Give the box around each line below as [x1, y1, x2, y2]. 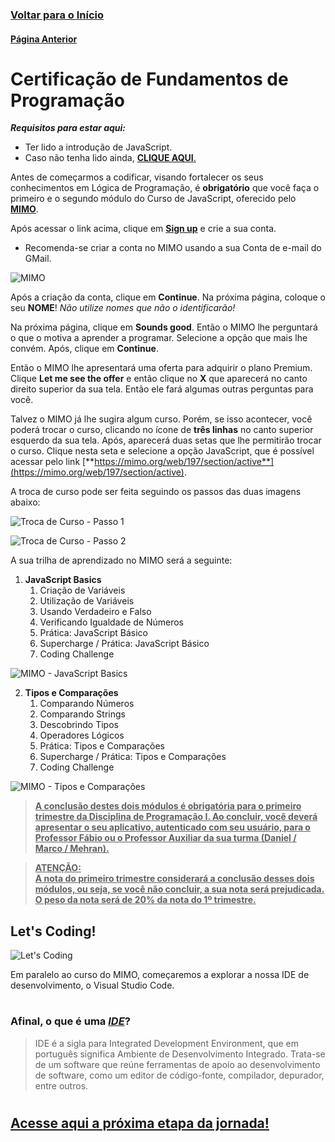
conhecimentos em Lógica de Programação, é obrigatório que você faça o [10, 182, 320, 194]
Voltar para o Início [10, 8, 105, 22]
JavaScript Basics [24, 574, 102, 586]
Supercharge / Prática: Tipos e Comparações [39, 751, 227, 763]
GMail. [24, 253, 52, 265]
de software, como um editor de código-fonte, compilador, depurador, [34, 1069, 325, 1081]
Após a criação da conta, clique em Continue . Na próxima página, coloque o [10, 291, 326, 303]
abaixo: [10, 496, 41, 508]
